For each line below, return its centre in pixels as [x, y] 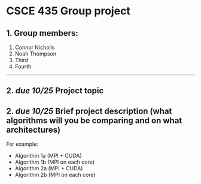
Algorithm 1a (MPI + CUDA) [48, 156]
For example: [22, 144]
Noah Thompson [36, 54]
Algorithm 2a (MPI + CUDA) [49, 168]
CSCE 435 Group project [68, 11]
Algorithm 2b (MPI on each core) [55, 175]
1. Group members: [42, 33]
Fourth [23, 66]
